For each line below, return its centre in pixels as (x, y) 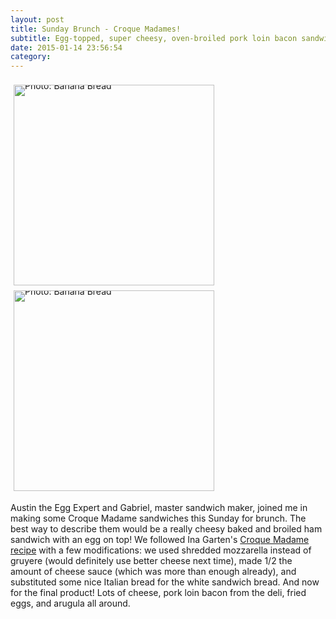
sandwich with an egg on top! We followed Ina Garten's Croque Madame (160, 540)
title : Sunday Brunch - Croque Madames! (96, 29)
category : (31, 57)
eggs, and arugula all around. (70, 603)
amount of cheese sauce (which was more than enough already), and (153, 572)
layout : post (37, 19)
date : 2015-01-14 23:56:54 (66, 47)
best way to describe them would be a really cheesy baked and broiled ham (166, 529)
